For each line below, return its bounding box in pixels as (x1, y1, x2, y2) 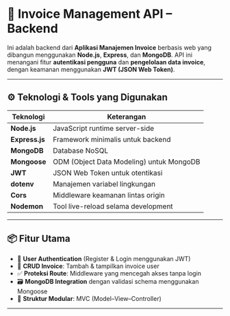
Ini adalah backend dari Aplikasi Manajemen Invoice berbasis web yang (7, 43, 212, 51)
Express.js (10, 134, 46, 144)
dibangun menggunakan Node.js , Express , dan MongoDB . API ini (7, 51, 193, 59)
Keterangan (107, 112, 146, 121)
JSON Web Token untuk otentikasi (52, 168, 163, 178)
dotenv (10, 179, 34, 189)
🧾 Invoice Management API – (7, 6, 172, 22)
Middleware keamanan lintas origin (52, 190, 166, 199)
